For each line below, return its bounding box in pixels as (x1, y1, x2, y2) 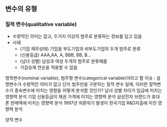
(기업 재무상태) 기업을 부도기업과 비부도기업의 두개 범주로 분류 (19, 45, 141, 51)
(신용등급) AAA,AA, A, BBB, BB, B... (19, 52, 91, 58)
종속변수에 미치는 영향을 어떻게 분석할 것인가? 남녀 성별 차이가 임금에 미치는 (14, 87, 162, 93)
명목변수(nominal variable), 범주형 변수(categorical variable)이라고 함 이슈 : (5, 75, 155, 81)
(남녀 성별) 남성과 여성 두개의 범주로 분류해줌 (19, 58, 107, 64)
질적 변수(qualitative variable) (5, 21, 77, 28)
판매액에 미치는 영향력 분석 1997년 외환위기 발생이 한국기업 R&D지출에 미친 (10, 100, 157, 106)
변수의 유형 (5, 4, 37, 13)
